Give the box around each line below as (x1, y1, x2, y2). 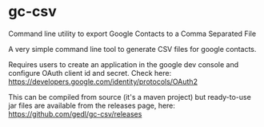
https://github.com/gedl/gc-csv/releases (8, 109, 142, 118)
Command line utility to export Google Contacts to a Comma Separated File (8, 29, 257, 38)
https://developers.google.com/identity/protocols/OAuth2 (8, 77, 198, 86)
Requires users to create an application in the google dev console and (8, 59, 239, 69)
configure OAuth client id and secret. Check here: (8, 68, 172, 77)
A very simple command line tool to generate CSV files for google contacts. (8, 44, 257, 54)
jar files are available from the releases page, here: (8, 101, 176, 110)
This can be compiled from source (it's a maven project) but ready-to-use (8, 92, 252, 101)
